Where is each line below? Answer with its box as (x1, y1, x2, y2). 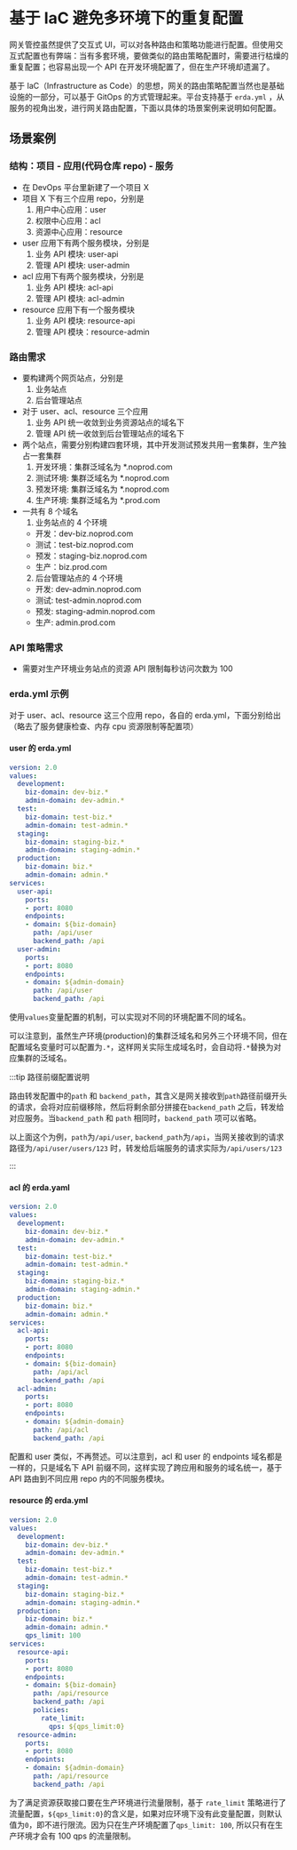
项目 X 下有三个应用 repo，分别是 (21, 193, 145, 204)
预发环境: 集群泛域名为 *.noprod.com (35, 484, 170, 494)
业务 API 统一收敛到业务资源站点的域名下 (35, 417, 184, 428)
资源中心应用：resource (35, 226, 123, 236)
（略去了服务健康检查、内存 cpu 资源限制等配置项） (9, 721, 199, 732)
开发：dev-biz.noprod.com (35, 528, 134, 539)
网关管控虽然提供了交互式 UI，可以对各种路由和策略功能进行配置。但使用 (9, 39, 277, 50)
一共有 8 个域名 (21, 506, 79, 517)
